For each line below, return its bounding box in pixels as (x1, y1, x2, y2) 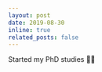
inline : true (8, 26, 51, 34)
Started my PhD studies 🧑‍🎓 (8, 55, 96, 64)
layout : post (8, 11, 51, 20)
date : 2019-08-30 (8, 19, 65, 27)
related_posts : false (8, 33, 79, 41)
